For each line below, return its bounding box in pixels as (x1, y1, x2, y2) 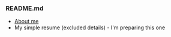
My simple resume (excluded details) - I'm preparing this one (14, 24, 166, 31)
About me (14, 18, 39, 25)
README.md (5, 4, 44, 13)
